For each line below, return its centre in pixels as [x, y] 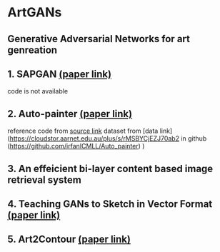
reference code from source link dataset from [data [83, 131]
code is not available [38, 91]
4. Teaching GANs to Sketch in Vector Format [110, 204]
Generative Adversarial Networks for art [99, 39]
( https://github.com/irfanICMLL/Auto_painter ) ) [76, 146]
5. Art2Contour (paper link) [69, 240]
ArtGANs [35, 12]
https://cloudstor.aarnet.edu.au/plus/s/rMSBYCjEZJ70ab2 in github [108, 138]
